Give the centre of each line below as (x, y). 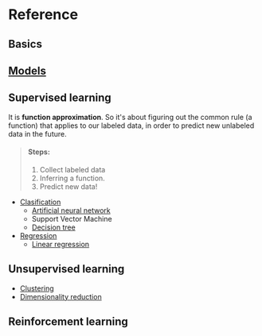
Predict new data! (68, 186)
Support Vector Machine (72, 218)
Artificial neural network (71, 210)
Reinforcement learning (68, 322)
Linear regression (61, 244)
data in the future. (37, 133)
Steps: (39, 152)
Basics (25, 44)
